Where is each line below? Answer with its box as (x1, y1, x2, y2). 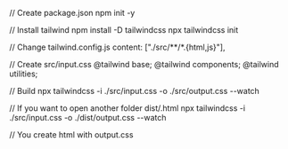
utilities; (9, 68, 38, 79)
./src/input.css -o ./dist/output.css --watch (9, 113, 167, 122)
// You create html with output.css (9, 129, 134, 140)
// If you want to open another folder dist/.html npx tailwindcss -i (9, 103, 246, 114)
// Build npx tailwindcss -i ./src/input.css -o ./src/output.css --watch (9, 86, 260, 96)
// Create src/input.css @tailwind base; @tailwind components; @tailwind (9, 59, 279, 69)
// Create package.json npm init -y (9, 8, 136, 18)
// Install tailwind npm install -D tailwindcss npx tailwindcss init (9, 25, 239, 35)
